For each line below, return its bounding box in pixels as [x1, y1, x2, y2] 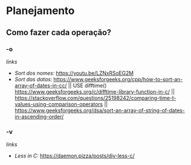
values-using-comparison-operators [14, 101, 103, 108]
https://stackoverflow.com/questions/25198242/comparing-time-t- [14, 94, 177, 101]
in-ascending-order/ [14, 113, 64, 120]
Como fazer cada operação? [6, 27, 111, 37]
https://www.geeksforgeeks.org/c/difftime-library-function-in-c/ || [14, 88, 175, 95]
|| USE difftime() [68, 82, 107, 89]
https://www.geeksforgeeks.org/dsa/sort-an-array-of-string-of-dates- [14, 106, 185, 114]
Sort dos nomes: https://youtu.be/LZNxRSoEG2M [14, 69, 134, 77]
